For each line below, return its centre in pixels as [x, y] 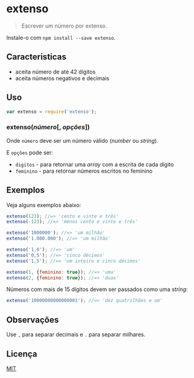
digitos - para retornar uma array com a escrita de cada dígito [95, 164]
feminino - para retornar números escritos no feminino [84, 171]
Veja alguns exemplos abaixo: [44, 205]
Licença [22, 354]
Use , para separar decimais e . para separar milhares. [76, 335]
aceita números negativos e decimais [62, 78]
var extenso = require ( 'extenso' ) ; [52, 112]
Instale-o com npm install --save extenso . [61, 37]
